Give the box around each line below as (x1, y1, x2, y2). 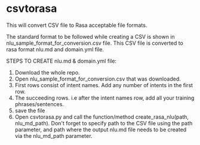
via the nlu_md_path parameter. (14, 132, 93, 139)
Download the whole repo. (14, 69, 80, 76)
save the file (14, 107, 45, 114)
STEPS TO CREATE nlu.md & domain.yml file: (6, 57, 117, 64)
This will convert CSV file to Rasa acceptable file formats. (6, 21, 147, 29)
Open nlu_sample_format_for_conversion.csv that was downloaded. (14, 75, 181, 82)
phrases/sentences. (14, 100, 64, 107)
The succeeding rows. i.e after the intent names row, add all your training (14, 94, 195, 101)
